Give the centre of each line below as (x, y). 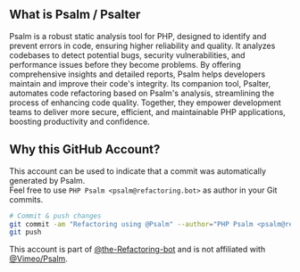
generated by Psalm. (47, 180)
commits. (26, 199)
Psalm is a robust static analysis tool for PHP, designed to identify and (138, 36)
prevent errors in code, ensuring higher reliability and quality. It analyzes (142, 45)
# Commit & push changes (55, 216)
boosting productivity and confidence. (79, 121)
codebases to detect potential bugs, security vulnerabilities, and (127, 55)
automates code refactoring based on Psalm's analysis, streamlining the (142, 93)
